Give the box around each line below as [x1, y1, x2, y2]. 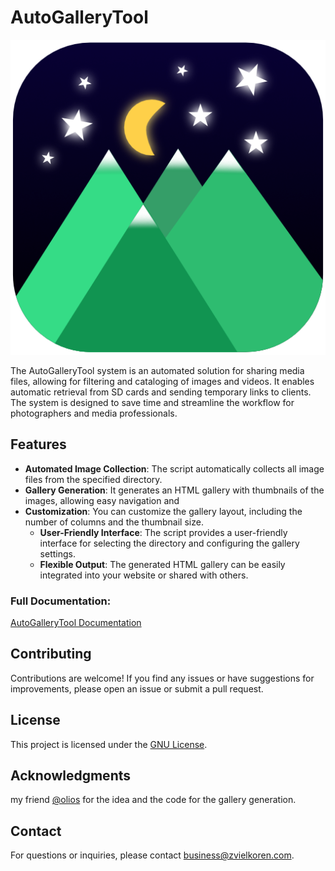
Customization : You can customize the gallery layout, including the [24, 505, 303, 517]
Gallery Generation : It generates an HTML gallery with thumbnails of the [24, 484, 325, 496]
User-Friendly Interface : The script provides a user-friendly [39, 526, 288, 538]
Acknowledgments [10, 767, 132, 785]
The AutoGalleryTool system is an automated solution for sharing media [10, 364, 305, 376]
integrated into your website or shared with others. [39, 569, 249, 581]
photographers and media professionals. [10, 407, 178, 419]
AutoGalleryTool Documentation [10, 617, 142, 629]
